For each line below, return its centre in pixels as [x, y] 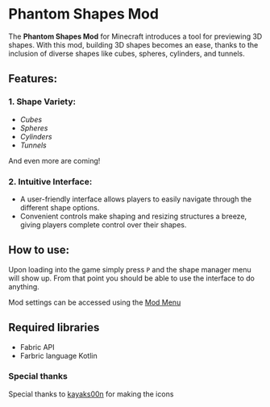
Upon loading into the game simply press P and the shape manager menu [130, 269]
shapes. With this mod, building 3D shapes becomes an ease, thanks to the [133, 44]
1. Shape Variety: [42, 102]
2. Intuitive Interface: [50, 181]
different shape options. [60, 207]
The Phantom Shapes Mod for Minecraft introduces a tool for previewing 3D [135, 36]
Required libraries [54, 328]
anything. [24, 286]
